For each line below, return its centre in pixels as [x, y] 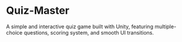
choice [14, 32]
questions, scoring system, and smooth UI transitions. [89, 32]
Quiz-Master [38, 11]
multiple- [166, 26]
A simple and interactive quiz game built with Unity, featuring [80, 26]
